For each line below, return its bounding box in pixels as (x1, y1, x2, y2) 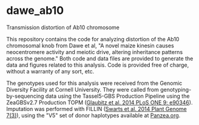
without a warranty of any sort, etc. (6, 67, 95, 75)
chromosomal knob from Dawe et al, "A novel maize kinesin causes (6, 42, 174, 49)
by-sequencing (6, 92, 44, 100)
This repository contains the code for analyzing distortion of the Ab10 (6, 35, 180, 42)
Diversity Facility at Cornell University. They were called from (6, 86, 160, 93)
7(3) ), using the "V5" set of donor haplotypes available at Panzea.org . (6, 112, 181, 119)
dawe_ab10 (6, 4, 64, 18)
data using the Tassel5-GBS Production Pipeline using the (45, 92, 190, 100)
